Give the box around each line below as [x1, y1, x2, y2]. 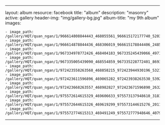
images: [5, 20, 21, 26]
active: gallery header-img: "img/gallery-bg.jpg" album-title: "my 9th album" [5, 15, 160, 21]
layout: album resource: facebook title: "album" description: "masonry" [5, 10, 149, 15]
